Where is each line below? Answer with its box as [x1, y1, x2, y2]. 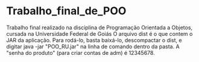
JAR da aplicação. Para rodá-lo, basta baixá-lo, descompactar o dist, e [6, 36, 182, 44]
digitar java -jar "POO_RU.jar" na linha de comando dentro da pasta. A [6, 43, 180, 50]
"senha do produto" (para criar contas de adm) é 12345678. [6, 49, 155, 56]
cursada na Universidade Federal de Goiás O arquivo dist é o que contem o [6, 30, 193, 37]
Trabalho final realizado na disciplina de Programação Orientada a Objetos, [6, 24, 193, 31]
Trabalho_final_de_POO [6, 4, 127, 18]
